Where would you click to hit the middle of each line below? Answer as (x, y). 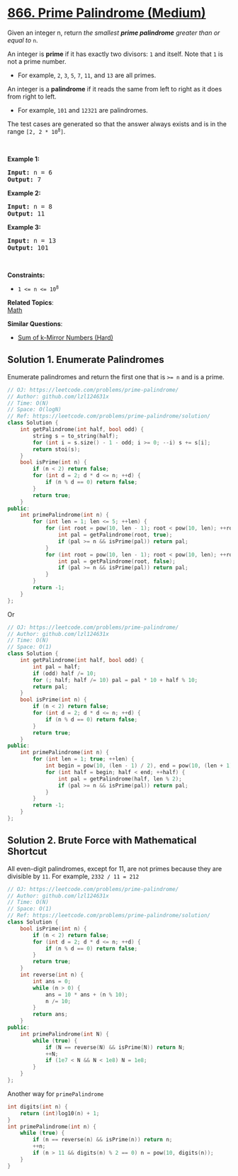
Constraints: (26, 275)
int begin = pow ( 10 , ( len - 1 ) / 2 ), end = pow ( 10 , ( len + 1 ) (139, 766)
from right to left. (32, 96)
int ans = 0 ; (52, 981)
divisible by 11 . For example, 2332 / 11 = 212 (73, 876)
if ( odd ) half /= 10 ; (65, 673)
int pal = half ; (57, 667)
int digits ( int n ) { (38, 1107)
